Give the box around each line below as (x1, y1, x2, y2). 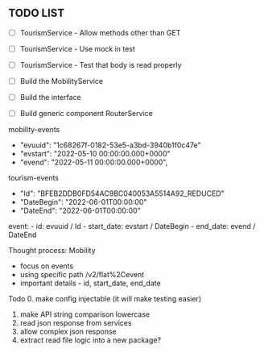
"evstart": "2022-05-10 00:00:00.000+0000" (19, 149, 171, 159)
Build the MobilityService (19, 77, 104, 85)
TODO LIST (8, 6, 65, 20)
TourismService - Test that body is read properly (19, 60, 182, 69)
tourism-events (8, 173, 59, 183)
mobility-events (8, 125, 60, 135)
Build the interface (19, 93, 82, 102)
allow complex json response (19, 326, 117, 337)
